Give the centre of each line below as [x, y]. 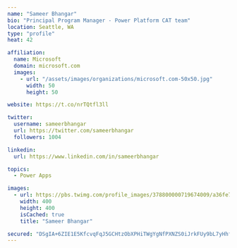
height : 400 [37, 208]
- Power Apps [33, 176]
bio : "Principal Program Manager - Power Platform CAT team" [99, 20]
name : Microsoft [37, 60]
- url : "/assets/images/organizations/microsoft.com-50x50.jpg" [116, 79]
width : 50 [40, 85]
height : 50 [42, 92]
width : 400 [36, 201]
